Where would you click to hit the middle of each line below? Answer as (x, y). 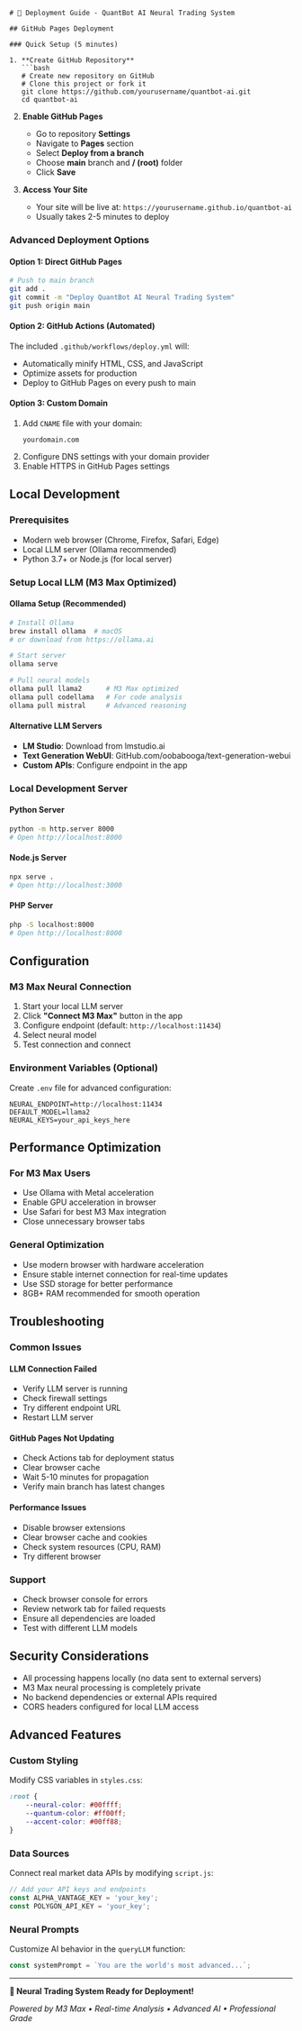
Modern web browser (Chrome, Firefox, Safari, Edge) (120, 540)
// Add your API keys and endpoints (78, 1890)
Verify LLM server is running (75, 1389)
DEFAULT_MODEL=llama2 (50, 1112)
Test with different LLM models (80, 1627)
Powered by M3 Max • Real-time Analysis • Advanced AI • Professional (142, 2008)
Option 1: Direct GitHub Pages (66, 261)
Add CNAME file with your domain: (82, 424)
